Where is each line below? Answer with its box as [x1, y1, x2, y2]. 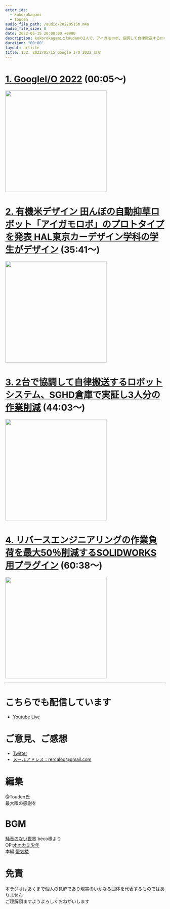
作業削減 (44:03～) [5, 402, 85, 413]
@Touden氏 [5, 794, 30, 800]
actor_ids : [5, 7, 28, 13]
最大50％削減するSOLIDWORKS [23, 547, 157, 558]
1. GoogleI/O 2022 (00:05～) [5, 73, 126, 85]
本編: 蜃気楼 [5, 848, 29, 854]
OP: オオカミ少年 [5, 842, 39, 848]
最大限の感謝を [5, 800, 36, 807]
